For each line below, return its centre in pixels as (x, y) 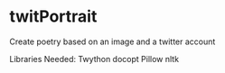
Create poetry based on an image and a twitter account (112, 41)
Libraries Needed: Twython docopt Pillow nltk (94, 59)
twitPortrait (53, 17)
